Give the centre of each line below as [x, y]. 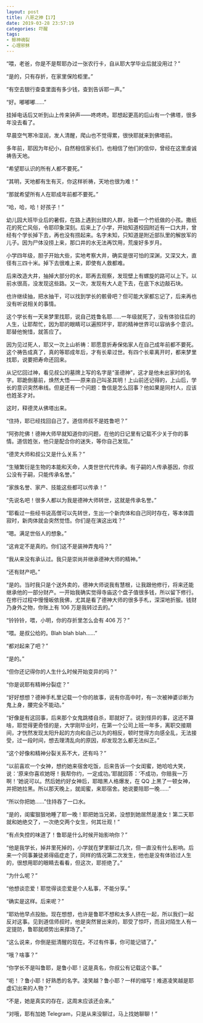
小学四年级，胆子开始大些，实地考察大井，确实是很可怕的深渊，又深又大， [99, 255]
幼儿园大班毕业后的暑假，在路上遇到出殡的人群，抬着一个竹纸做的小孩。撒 [99, 220]
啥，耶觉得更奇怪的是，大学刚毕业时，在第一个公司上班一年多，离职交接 [96, 725]
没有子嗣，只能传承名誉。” [43, 474]
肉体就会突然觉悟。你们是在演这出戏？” [76, 520]
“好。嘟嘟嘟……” [26, 102]
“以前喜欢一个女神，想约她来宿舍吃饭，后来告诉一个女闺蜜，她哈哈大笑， [98, 766]
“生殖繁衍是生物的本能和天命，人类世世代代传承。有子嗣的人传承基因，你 [98, 466]
